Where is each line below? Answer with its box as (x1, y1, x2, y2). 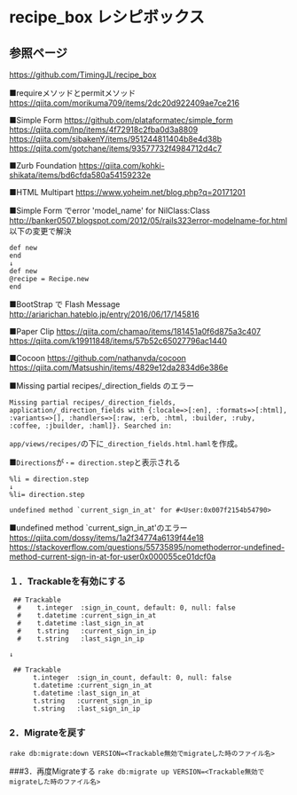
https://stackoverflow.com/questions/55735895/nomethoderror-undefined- (9, 542, 285, 552)
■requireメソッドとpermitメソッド (9, 88, 136, 98)
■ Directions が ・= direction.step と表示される (9, 457, 181, 468)
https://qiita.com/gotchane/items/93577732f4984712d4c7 (9, 143, 223, 153)
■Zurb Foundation (9, 161, 77, 170)
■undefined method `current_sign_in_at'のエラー (9, 523, 188, 532)
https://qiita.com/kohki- (78, 161, 166, 170)
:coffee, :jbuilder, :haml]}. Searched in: (9, 421, 173, 430)
